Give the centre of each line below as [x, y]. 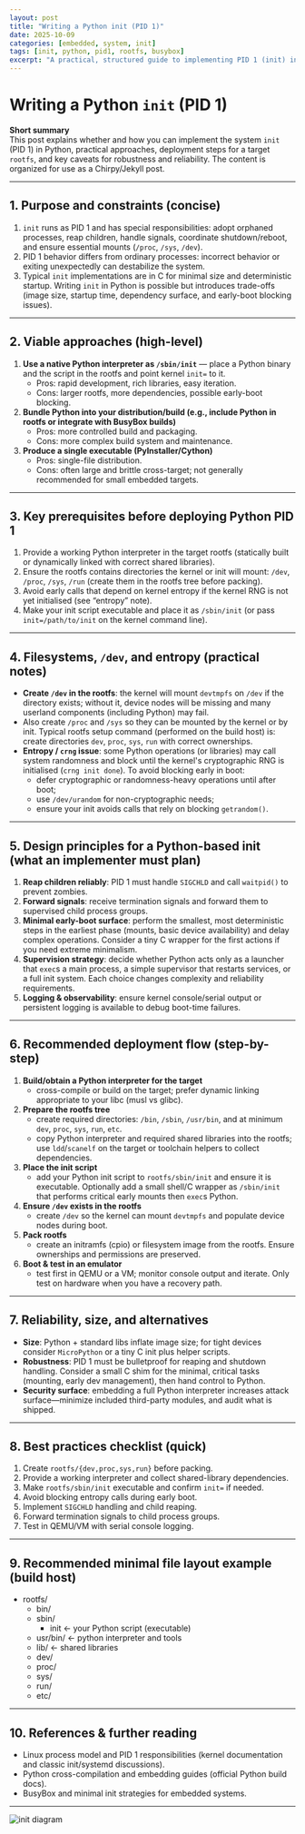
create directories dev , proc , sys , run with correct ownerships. [138, 742]
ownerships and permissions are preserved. [118, 1254]
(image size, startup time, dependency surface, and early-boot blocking [157, 295]
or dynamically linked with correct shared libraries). [118, 562]
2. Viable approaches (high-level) [106, 342]
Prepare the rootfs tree [66, 1109]
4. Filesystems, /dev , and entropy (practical [135, 657]
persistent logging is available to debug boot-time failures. [132, 1007]
